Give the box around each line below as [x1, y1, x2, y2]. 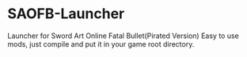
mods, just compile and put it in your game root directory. [7, 39, 195, 48]
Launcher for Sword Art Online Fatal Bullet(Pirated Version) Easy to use [7, 31, 239, 40]
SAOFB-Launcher [7, 5, 125, 23]
